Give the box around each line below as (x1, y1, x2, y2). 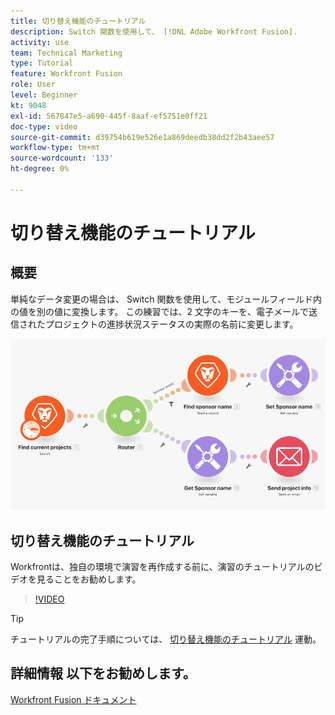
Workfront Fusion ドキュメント (10, 693, 137, 705)
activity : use (10, 37, 70, 47)
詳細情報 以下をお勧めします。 (10, 665, 197, 682)
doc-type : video (10, 121, 78, 132)
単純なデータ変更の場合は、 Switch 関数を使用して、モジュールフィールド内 (10, 293, 323, 305)
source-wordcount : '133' (10, 153, 114, 164)
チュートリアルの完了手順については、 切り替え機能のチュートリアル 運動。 (10, 633, 322, 645)
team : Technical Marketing (10, 48, 123, 58)
